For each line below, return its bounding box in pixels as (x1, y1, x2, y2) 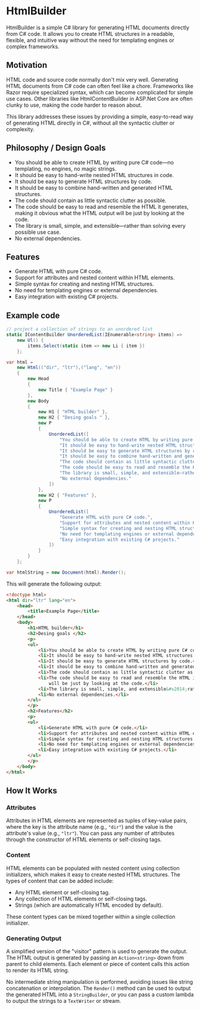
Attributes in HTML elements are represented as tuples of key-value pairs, (6, 817, 187, 824)
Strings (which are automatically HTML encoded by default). (14, 901, 163, 909)
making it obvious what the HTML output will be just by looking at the (14, 209, 185, 216)
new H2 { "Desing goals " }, (37, 414, 111, 421)
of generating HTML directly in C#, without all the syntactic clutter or (6, 119, 175, 126)
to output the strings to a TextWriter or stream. (6, 997, 121, 1004)
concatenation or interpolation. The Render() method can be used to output (6, 984, 191, 992)
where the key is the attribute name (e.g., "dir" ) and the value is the (6, 823, 173, 831)
